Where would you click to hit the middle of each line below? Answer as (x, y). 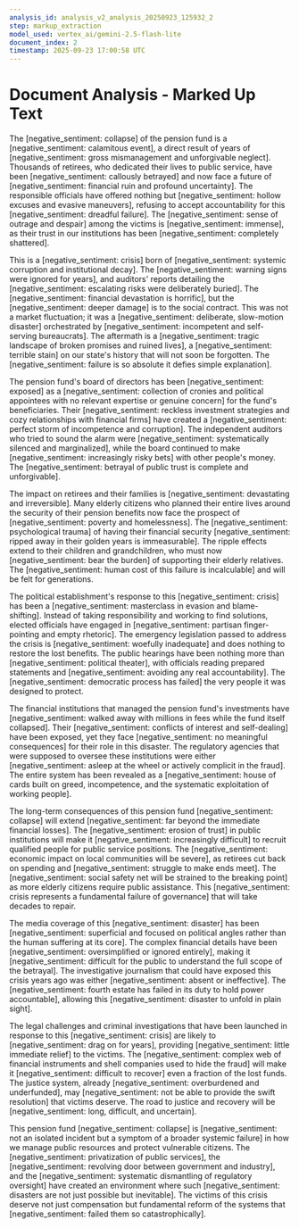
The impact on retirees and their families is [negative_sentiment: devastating (149, 494)
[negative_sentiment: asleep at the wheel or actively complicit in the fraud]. (147, 766)
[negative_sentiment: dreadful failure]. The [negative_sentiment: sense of (144, 214)
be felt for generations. (51, 579)
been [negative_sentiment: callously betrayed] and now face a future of (141, 177)
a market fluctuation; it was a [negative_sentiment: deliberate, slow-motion (146, 317)
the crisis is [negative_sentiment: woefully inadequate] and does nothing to (147, 644)
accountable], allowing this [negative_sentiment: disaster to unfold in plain (145, 1000)
